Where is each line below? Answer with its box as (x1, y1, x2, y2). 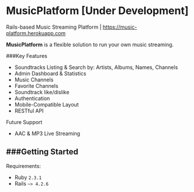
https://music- (102, 23, 137, 30)
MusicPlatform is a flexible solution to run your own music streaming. (6, 41, 174, 48)
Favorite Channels (14, 82, 58, 89)
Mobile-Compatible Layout (14, 101, 79, 108)
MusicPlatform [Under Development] (6, 4, 189, 18)
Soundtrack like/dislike (14, 88, 70, 95)
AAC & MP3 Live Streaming (14, 130, 81, 137)
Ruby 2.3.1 (14, 174, 42, 181)
